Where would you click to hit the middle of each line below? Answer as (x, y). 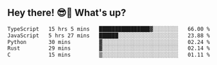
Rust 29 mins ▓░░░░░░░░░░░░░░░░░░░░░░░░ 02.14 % (109, 49)
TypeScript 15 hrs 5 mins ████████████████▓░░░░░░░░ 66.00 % (109, 29)
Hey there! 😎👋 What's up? (67, 13)
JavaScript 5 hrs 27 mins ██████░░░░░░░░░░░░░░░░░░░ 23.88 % (109, 36)
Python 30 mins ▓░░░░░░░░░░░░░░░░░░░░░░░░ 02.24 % (109, 42)
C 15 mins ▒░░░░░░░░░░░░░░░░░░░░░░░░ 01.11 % (109, 55)
